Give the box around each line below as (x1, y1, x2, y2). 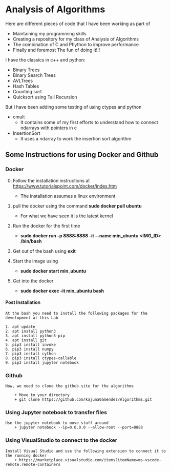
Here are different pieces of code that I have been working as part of (5, 21, 151, 27)
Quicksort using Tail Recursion (12, 94, 78, 100)
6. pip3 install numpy (5, 346, 54, 352)
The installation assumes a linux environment (20, 193, 116, 199)
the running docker (5, 453, 47, 458)
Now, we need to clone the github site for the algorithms (5, 383, 134, 389)
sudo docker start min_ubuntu (20, 268, 87, 274)
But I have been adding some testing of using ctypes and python (5, 104, 142, 110)
